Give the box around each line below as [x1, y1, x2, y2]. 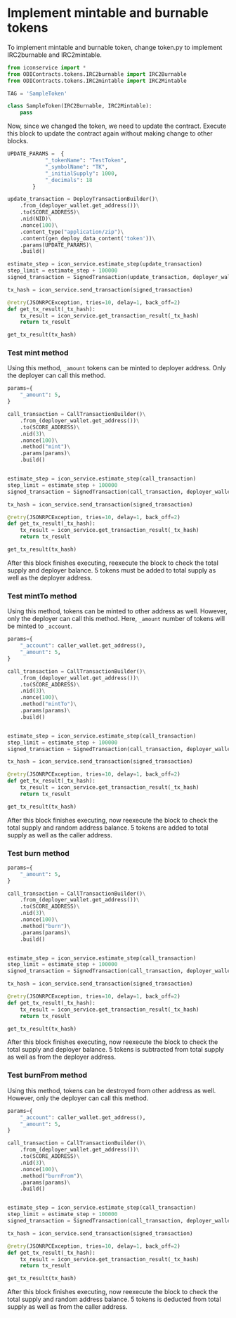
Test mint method [7, 348, 69, 358]
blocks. [7, 137, 29, 145]
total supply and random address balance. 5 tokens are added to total [7, 823, 209, 832]
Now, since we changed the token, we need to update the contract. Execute [7, 122, 227, 131]
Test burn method [7, 848, 70, 858]
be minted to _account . [7, 622, 72, 630]
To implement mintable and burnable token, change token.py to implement [7, 43, 223, 51]
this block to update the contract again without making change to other [7, 129, 213, 138]
